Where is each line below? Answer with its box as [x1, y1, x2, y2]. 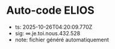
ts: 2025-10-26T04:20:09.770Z [14, 23, 93, 30]
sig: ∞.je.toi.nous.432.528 [14, 29, 81, 36]
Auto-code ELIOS [6, 4, 95, 17]
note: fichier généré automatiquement [14, 36, 110, 43]
